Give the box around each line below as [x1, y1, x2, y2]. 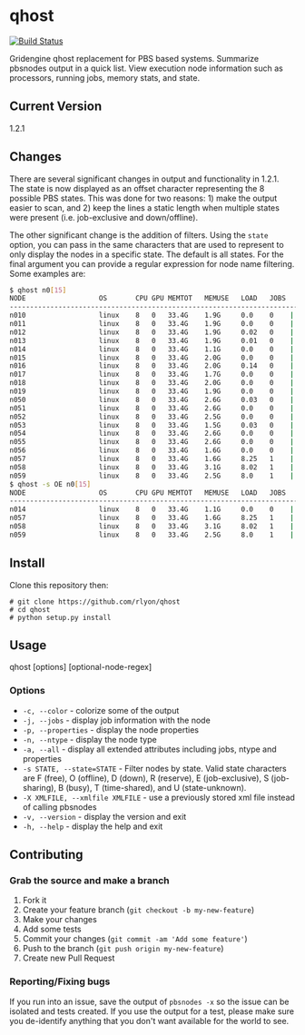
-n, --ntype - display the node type [22, 734, 157, 744]
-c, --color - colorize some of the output [22, 705, 180, 715]
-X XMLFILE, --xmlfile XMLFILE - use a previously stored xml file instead [22, 792, 295, 803]
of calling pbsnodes [22, 801, 97, 813]
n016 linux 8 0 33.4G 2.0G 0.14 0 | [9, 361, 295, 370]
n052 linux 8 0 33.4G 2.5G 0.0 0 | [9, 412, 295, 421]
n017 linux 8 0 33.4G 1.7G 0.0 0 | [9, 370, 295, 379]
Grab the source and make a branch [9, 874, 170, 887]
